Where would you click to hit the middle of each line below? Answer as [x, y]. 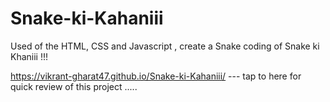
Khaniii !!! [29, 56]
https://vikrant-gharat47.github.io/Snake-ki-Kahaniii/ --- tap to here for [156, 76]
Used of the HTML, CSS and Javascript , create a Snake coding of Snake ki [165, 46]
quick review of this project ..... [74, 86]
